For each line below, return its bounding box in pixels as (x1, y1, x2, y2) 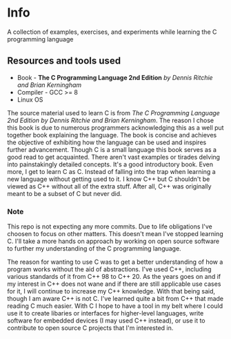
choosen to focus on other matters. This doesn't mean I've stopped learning (7, 230, 223, 238)
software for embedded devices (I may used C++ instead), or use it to (7, 316, 205, 325)
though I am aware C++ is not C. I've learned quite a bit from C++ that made (7, 295, 224, 303)
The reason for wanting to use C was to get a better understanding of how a (7, 258, 223, 267)
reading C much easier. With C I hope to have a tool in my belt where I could (7, 302, 223, 310)
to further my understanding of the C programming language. (7, 244, 181, 253)
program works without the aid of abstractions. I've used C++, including (7, 265, 212, 273)
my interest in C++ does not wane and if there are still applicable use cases (7, 280, 221, 288)
